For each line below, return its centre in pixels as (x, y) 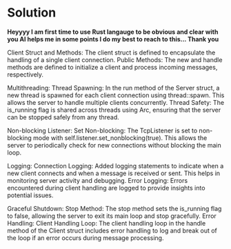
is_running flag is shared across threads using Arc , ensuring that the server (114, 110)
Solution (32, 13)
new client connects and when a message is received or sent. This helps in (114, 173)
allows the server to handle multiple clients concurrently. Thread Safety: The (116, 102)
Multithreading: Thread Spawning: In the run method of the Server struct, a (113, 88)
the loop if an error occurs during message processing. (86, 238)
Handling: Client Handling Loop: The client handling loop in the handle (107, 223)
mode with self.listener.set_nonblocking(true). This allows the (120, 138)
